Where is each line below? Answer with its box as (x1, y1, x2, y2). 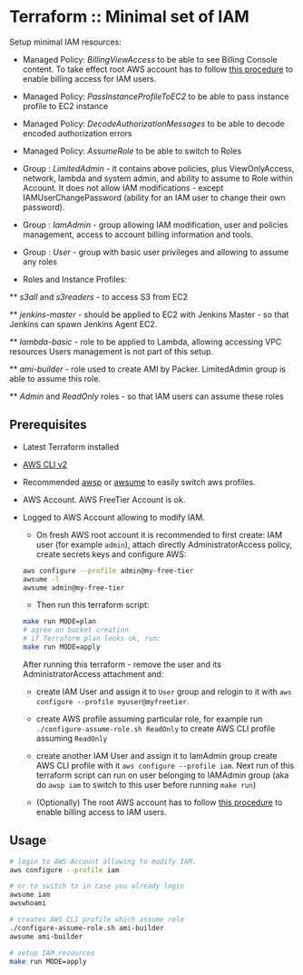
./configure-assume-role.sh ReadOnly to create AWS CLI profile (35, 722, 276, 733)
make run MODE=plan (22, 617, 97, 626)
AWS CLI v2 (22, 459, 68, 470)
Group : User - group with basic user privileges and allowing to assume (22, 246, 289, 257)
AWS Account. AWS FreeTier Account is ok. (22, 493, 186, 505)
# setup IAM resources (9, 948, 95, 958)
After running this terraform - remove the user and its (22, 659, 222, 670)
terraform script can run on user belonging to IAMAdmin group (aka (35, 770, 289, 781)
